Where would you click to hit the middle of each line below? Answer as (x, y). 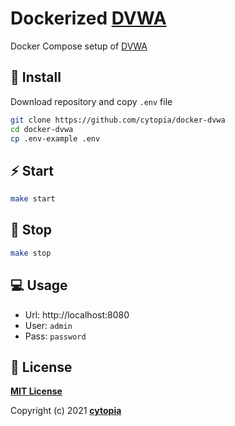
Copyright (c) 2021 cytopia (66, 411)
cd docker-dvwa (42, 129)
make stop (31, 253)
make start (33, 199)
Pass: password (55, 336)
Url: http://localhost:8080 (77, 314)
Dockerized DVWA (88, 18)
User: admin (48, 325)
